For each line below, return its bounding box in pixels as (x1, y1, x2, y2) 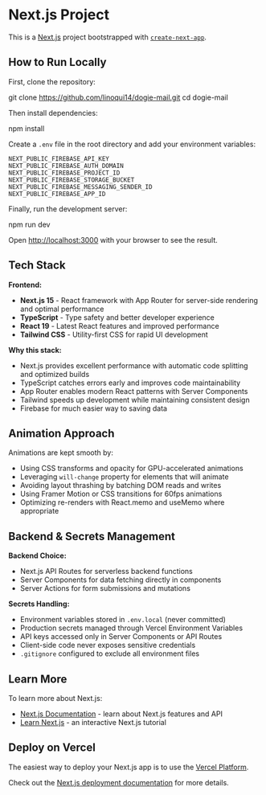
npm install (8, 123, 45, 133)
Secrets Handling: (8, 599, 70, 609)
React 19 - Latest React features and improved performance (19, 321, 219, 330)
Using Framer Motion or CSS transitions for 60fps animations (19, 489, 223, 499)
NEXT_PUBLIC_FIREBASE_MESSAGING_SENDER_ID (8, 182, 153, 191)
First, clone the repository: (8, 76, 96, 86)
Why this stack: (8, 345, 62, 354)
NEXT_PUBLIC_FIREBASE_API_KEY (8, 154, 110, 162)
